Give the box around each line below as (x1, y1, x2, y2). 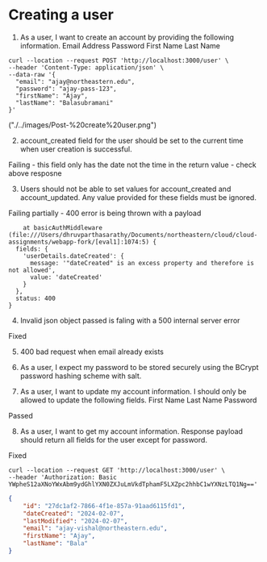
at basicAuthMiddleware (23, 223, 103, 231)
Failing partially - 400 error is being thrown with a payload (8, 208, 202, 218)
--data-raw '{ (8, 70, 56, 78)
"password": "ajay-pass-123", (15, 85, 117, 93)
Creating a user (8, 6, 115, 24)
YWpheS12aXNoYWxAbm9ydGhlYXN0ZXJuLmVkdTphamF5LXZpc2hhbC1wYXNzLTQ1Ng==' (8, 480, 258, 489)
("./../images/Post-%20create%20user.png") (8, 119, 157, 130)
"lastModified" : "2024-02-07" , (23, 517, 128, 525)
